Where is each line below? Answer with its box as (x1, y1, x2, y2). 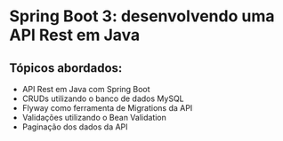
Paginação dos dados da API (21, 121, 128, 132)
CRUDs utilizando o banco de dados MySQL (21, 93, 184, 104)
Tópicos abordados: (9, 60, 123, 75)
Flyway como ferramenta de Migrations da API (21, 103, 193, 113)
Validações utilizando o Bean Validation (21, 113, 167, 122)
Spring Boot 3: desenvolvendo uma (9, 6, 275, 27)
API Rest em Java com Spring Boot (21, 84, 150, 94)
